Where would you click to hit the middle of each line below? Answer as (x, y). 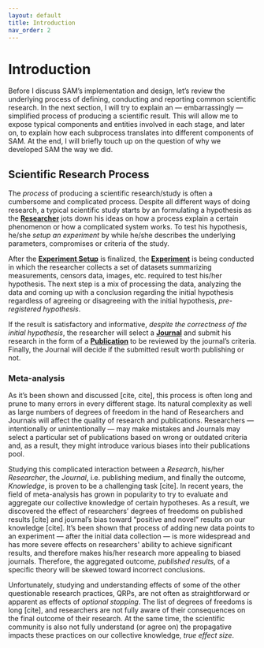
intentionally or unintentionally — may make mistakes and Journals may (124, 429)
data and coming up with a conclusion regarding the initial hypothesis (121, 292)
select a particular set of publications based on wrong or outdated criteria (128, 438)
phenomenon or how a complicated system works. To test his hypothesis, (128, 227)
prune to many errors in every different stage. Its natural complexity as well (130, 404)
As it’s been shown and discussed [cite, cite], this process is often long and (130, 396)
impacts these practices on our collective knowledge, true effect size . (121, 635)
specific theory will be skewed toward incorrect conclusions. (107, 570)
